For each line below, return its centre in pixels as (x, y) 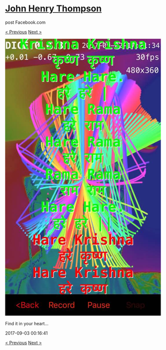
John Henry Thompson (54, 9)
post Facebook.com (25, 22)
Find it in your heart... (27, 323)
